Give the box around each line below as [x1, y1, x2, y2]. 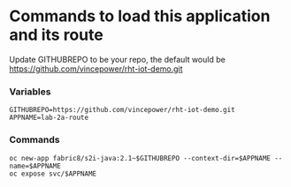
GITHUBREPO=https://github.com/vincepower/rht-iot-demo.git [9, 106, 236, 115]
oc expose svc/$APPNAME [9, 169, 97, 178]
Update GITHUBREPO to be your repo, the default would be [9, 54, 226, 64]
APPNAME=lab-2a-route [9, 113, 89, 123]
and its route [9, 25, 103, 45]
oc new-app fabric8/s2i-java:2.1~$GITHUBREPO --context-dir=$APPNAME [9, 153, 272, 162]
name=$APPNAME [9, 161, 62, 170]
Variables [9, 86, 51, 98]
